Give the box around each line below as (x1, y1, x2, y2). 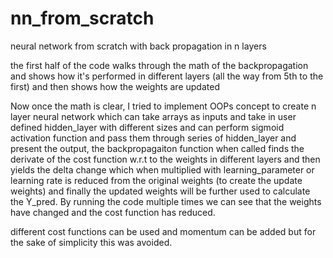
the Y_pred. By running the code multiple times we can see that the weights (10, 195, 322, 207)
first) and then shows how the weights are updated (10, 80, 220, 92)
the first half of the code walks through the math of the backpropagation (10, 59, 309, 71)
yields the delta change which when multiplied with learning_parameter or (10, 163, 315, 176)
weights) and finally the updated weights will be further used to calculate (10, 185, 311, 197)
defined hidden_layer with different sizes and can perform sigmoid (10, 121, 285, 133)
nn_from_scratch (10, 7, 155, 30)
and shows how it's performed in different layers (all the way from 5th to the (10, 70, 324, 82)
